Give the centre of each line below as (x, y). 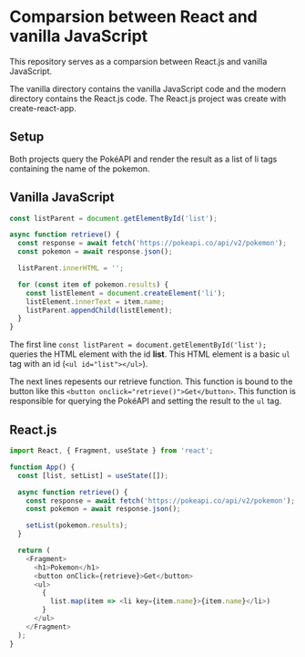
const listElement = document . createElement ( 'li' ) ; (126, 293)
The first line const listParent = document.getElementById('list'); (138, 345)
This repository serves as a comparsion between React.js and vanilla (138, 61)
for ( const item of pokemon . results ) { (93, 285)
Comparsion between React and (133, 17)
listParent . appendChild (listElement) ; (99, 310)
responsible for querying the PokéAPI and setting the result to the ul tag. (146, 401)
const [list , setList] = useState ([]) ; (93, 475)
